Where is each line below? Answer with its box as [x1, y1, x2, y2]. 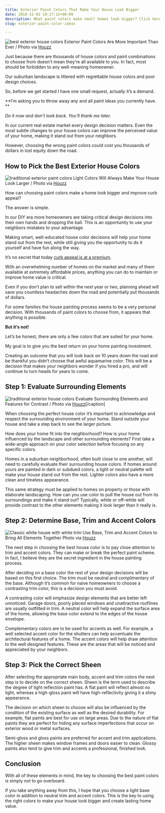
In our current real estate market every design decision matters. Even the [5, 122, 153, 128]
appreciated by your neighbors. [5, 646, 69, 652]
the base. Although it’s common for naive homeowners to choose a [5, 580, 141, 586]
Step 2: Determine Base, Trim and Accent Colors [5, 517, 156, 525]
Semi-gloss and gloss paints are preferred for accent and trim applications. [5, 735, 157, 740]
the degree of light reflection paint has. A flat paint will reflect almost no [5, 684, 150, 690]
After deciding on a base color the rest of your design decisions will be [5, 569, 148, 575]
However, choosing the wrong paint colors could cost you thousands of [5, 143, 150, 148]
